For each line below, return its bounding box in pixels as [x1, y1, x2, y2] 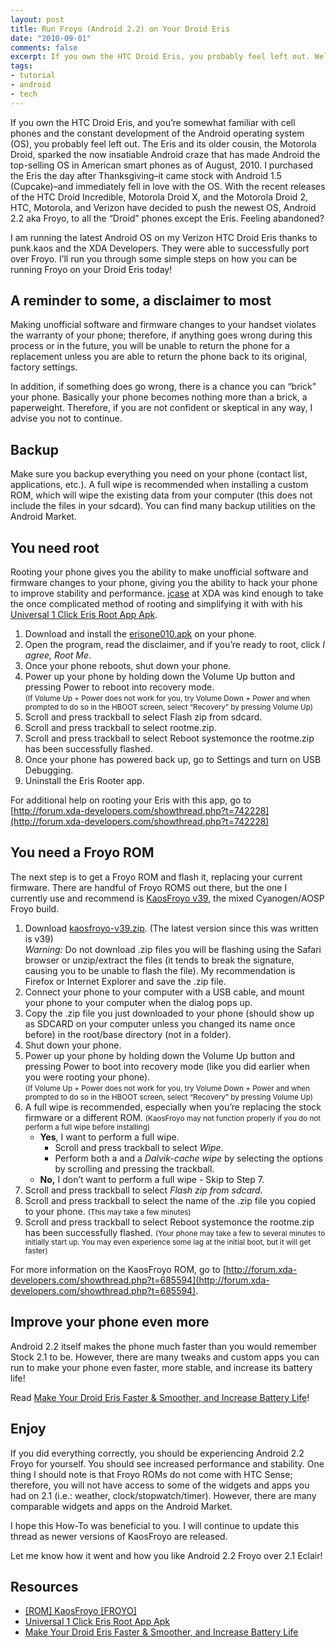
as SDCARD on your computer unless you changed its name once [24, 1017, 296, 1030]
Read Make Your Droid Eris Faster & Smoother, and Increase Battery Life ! [10, 1391, 310, 1403]
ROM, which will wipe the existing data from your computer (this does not [10, 489, 313, 501]
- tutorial [10, 71, 56, 81]
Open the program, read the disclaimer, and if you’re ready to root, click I [24, 639, 325, 651]
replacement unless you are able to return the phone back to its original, [10, 351, 308, 363]
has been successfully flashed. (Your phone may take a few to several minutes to [24, 1226, 326, 1238]
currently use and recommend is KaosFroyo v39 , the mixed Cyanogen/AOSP [10, 892, 325, 904]
